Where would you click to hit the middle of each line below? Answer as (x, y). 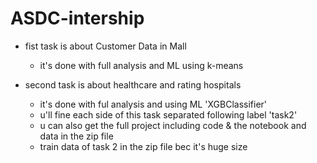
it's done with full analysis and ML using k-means (141, 65)
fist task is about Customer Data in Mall (105, 46)
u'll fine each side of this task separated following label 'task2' (168, 114)
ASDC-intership (77, 18)
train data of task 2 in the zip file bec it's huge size (143, 146)
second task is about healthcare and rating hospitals (133, 84)
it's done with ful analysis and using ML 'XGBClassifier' (153, 104)
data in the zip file (76, 136)
